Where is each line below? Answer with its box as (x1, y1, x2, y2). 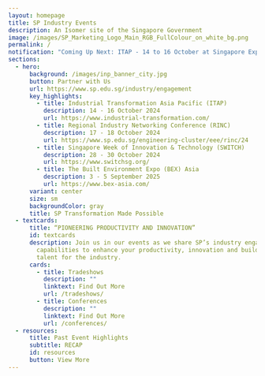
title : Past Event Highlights (28, 334, 129, 342)
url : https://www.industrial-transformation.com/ (43, 114, 211, 122)
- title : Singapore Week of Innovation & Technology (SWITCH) (36, 143, 245, 151)
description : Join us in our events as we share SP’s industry (28, 239, 242, 247)
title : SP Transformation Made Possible (28, 210, 164, 218)
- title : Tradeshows (36, 268, 104, 276)
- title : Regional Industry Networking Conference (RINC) (36, 121, 231, 129)
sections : (8, 56, 41, 64)
